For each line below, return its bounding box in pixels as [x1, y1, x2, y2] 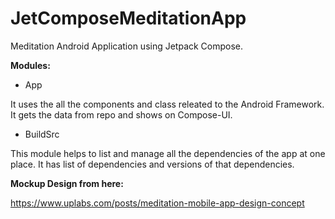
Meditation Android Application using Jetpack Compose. [10, 40, 244, 52]
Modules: [10, 59, 51, 71]
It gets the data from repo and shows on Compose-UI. [10, 108, 233, 121]
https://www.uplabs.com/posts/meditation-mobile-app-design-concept [10, 197, 305, 209]
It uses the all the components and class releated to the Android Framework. [10, 98, 325, 110]
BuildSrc [24, 128, 60, 140]
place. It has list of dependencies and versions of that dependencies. [10, 158, 295, 170]
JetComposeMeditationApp [10, 7, 247, 30]
